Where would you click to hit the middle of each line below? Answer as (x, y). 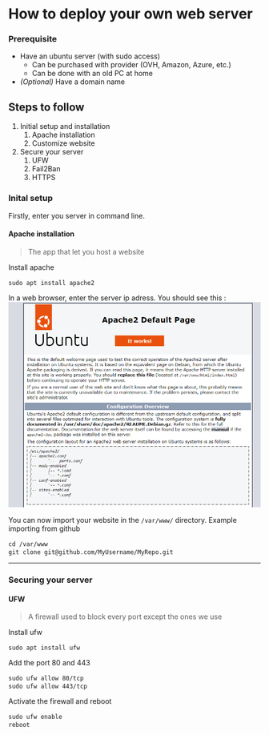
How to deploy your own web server (131, 14)
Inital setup (31, 199)
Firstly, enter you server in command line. (77, 215)
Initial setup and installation (65, 127)
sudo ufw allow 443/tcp (48, 687)
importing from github (44, 528)
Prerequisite (33, 39)
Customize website (63, 143)
